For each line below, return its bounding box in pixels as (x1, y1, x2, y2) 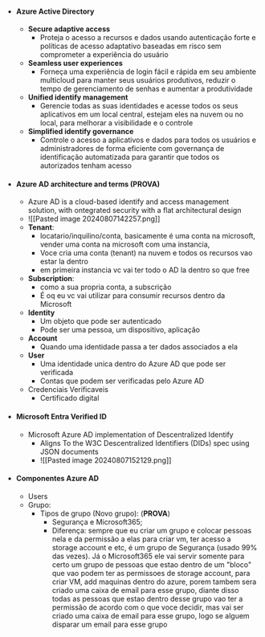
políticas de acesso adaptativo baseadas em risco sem (39, 41, 222, 51)
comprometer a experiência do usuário (39, 50, 169, 59)
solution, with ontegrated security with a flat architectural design (27, 206, 242, 215)
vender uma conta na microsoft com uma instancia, (39, 239, 210, 249)
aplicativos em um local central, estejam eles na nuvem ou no (39, 109, 243, 120)
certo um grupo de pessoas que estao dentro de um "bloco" (51, 559, 252, 570)
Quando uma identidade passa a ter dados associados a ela (39, 342, 238, 352)
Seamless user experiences (27, 59, 123, 68)
